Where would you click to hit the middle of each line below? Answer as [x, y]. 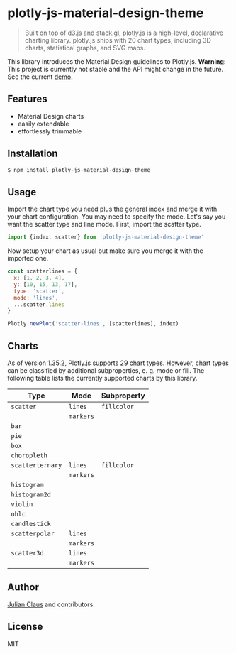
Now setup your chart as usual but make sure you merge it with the [105, 251]
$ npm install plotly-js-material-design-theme [79, 170]
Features [27, 99]
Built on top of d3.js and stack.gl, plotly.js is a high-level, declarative [124, 33]
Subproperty [123, 396]
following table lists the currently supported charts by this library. [102, 378]
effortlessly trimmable [50, 131]
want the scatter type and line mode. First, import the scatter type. [105, 224]
